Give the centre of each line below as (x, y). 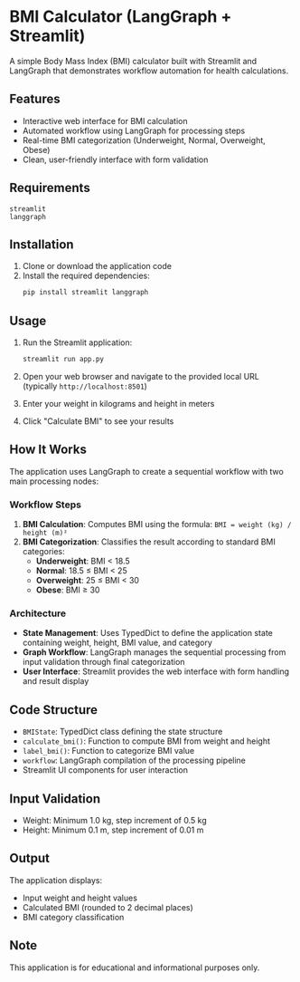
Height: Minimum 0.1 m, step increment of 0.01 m (113, 830)
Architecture (38, 613)
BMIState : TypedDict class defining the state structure (122, 732)
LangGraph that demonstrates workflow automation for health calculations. (149, 71)
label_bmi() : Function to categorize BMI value (108, 751)
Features (35, 99)
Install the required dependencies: (86, 276)
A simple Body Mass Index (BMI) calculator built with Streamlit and (133, 61)
